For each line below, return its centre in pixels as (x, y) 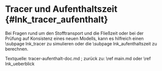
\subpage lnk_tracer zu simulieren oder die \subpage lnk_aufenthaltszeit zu (81, 43)
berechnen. (17, 49)
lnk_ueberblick (20, 64)
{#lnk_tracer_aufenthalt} (57, 19)
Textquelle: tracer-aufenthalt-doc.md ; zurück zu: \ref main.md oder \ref (78, 58)
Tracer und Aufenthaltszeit (61, 9)
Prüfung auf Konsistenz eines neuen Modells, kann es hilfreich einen (74, 38)
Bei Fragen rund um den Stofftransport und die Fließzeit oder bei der (74, 33)
